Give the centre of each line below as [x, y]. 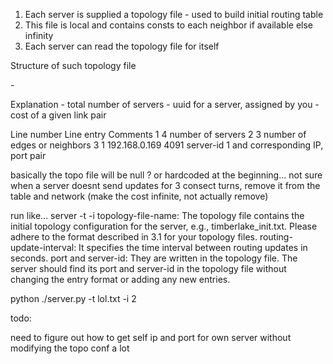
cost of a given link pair [58, 115]
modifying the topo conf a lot [70, 348]
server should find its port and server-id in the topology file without [148, 268]
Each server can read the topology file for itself [122, 46]
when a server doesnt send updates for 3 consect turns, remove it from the [165, 185]
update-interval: [43, 247]
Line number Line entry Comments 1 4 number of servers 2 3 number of [158, 134]
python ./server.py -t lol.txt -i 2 [73, 298]
